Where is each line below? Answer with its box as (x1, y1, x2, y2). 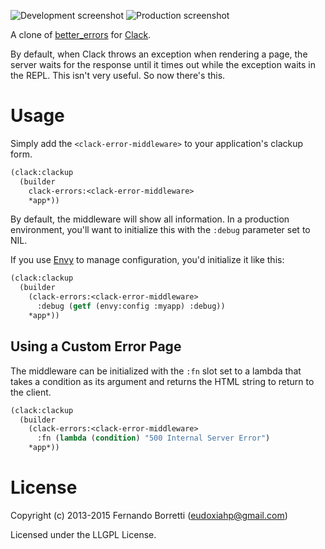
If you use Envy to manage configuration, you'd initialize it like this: (10, 254, 285, 266)
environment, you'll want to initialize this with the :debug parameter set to (10, 224, 311, 236)
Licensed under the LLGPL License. (10, 528, 157, 540)
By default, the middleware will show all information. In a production (10, 213, 290, 225)
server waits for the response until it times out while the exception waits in (10, 59, 317, 70)
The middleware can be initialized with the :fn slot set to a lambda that (10, 365, 302, 377)
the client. (10, 386, 52, 398)
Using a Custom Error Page (10, 338, 182, 355)
